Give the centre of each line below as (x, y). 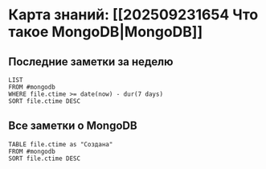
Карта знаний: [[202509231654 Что (133, 15)
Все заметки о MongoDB (73, 126)
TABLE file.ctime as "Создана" (61, 144)
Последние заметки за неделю (91, 62)
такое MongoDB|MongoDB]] (106, 32)
